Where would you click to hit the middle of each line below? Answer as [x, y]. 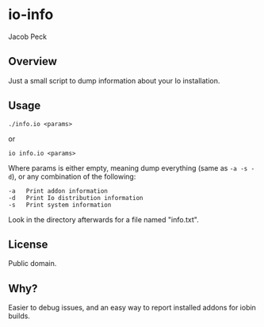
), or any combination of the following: [74, 176]
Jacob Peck [28, 37]
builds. [19, 316]
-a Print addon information [58, 191]
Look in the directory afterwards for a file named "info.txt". [104, 219]
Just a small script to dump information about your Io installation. [114, 80]
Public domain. [33, 264]
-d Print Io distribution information [76, 198]
